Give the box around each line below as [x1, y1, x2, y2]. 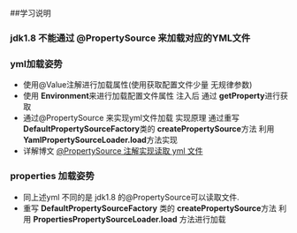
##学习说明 [10, 8, 51, 18]
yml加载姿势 [10, 57, 63, 70]
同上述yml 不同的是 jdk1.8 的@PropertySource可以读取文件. [22, 192, 240, 202]
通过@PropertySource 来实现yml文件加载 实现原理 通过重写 [22, 113, 240, 124]
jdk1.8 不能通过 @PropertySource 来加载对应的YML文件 [10, 32, 251, 44]
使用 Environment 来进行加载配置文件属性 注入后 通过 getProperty [22, 91, 265, 101]
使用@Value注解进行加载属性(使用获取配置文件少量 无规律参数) [22, 79, 253, 90]
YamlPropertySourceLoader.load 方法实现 [22, 135, 178, 146]
